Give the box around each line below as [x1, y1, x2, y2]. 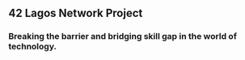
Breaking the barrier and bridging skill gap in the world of [8, 31, 237, 42]
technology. [8, 41, 57, 52]
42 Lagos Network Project [8, 6, 143, 20]
